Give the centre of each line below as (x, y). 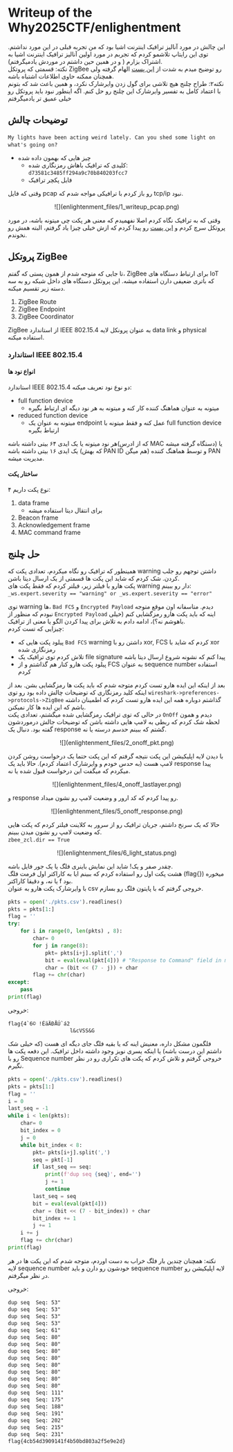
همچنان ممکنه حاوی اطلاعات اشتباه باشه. (61, 76)
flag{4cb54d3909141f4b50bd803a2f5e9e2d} (67, 1441)
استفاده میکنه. (26, 337)
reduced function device (53, 415)
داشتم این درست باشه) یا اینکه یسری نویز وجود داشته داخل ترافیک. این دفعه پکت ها (115, 1051)
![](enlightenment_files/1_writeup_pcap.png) (117, 207)
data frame (34, 503)
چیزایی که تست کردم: (36, 629)
